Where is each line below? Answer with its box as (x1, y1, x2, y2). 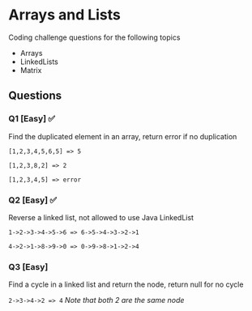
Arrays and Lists (8, 6, 122, 24)
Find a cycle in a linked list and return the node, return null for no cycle (8, 279, 244, 289)
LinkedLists (19, 57, 59, 66)
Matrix (19, 65, 42, 75)
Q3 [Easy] (8, 261, 49, 272)
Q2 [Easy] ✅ (8, 194, 58, 206)
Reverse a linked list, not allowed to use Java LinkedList (8, 212, 194, 222)
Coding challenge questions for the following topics (8, 32, 181, 42)
